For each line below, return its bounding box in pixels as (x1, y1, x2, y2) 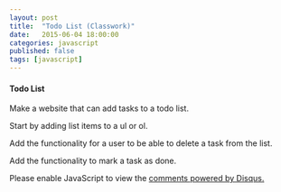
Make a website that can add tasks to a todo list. (9, 103, 190, 114)
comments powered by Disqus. (148, 173, 265, 184)
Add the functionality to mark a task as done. (9, 155, 177, 167)
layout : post (9, 13, 59, 23)
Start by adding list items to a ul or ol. (9, 121, 148, 132)
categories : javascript (9, 38, 99, 48)
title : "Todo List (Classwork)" (9, 22, 136, 31)
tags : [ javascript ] (9, 55, 83, 64)
